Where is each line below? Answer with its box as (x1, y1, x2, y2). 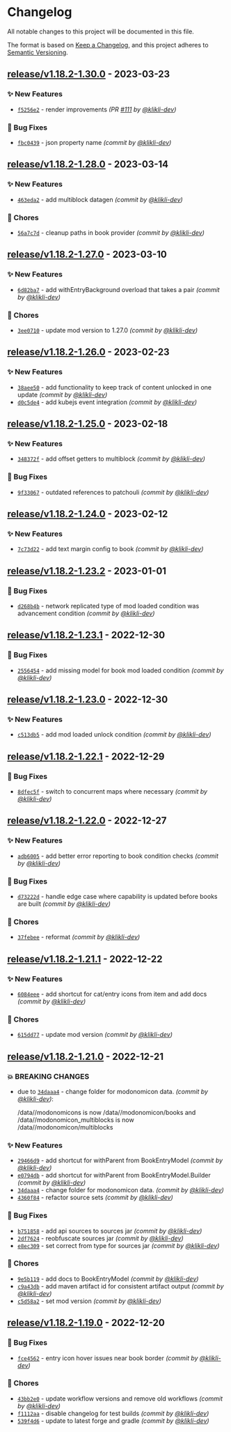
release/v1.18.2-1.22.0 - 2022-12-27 (7, 815, 167, 826)
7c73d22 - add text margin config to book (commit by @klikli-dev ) (17, 545, 204, 553)
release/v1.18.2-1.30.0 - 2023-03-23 (7, 68, 170, 80)
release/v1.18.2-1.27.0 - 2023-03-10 (7, 249, 167, 261)
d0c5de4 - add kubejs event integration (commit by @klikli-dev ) (17, 398, 197, 406)
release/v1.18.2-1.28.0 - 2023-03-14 (7, 158, 169, 171)
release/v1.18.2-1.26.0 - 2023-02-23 (7, 346, 170, 358)
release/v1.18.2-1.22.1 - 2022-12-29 (7, 750, 165, 762)
